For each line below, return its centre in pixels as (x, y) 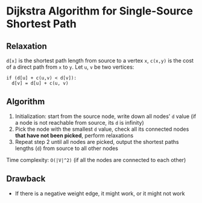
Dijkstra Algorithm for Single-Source (99, 11)
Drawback (26, 179)
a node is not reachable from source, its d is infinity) (80, 122)
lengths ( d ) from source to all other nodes (67, 148)
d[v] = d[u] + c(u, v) (40, 83)
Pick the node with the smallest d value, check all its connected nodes (102, 129)
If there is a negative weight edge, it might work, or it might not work (100, 193)
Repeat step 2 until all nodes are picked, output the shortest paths (97, 142)
